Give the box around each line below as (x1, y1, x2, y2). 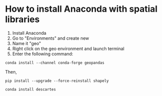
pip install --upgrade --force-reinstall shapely (5, 78, 109, 83)
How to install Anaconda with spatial (5, 3, 158, 15)
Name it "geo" (12, 40, 41, 46)
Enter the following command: (12, 50, 73, 57)
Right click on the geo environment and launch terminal (12, 46, 125, 51)
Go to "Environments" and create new (12, 35, 90, 41)
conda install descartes (5, 87, 56, 92)
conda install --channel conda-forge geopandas (5, 60, 105, 65)
